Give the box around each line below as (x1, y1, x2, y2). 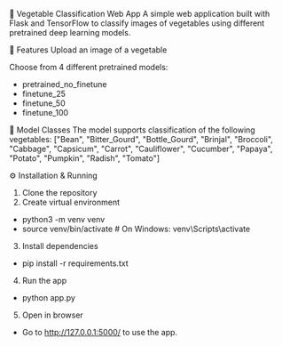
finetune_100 (21, 108, 69, 117)
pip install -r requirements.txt (21, 258, 129, 269)
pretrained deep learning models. (9, 28, 131, 37)
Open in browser (21, 310, 84, 320)
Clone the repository (21, 188, 98, 197)
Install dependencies (21, 241, 99, 251)
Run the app (21, 276, 67, 286)
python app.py (21, 293, 75, 302)
